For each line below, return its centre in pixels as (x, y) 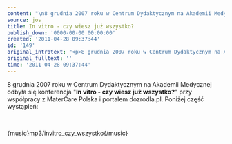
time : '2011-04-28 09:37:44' (49, 65)
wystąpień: (23, 106)
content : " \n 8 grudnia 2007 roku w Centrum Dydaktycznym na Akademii (109, 13)
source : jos (24, 20)
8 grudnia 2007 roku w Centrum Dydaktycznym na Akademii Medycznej (109, 84)
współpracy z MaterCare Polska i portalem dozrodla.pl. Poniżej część (106, 99)
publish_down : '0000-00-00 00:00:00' (61, 33)
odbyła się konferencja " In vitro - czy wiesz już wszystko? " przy (99, 92)
